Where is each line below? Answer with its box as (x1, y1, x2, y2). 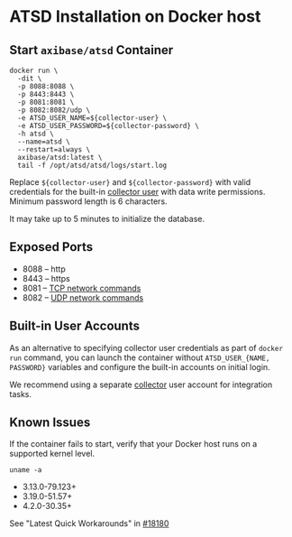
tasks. (9, 388, 32, 399)
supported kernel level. (9, 449, 96, 459)
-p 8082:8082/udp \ (17, 106, 91, 115)
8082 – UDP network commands (22, 292, 144, 303)
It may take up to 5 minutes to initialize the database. (9, 214, 205, 224)
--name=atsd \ (17, 137, 70, 146)
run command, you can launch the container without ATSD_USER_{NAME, (9, 352, 270, 363)
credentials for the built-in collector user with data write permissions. (9, 187, 266, 197)
